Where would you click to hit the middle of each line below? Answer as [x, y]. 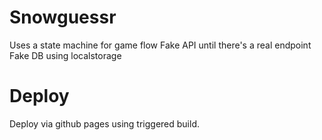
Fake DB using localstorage [65, 55]
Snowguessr [63, 17]
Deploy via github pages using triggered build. [104, 123]
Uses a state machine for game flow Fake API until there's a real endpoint [160, 45]
